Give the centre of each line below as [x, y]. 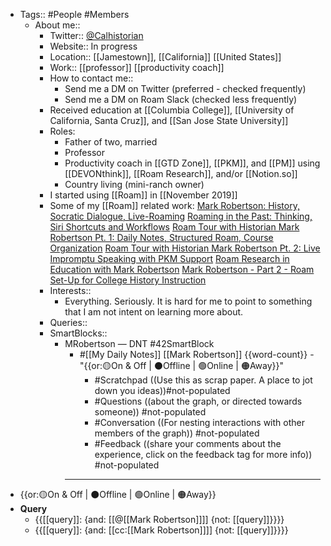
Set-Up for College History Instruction [128, 280]
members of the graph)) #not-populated [177, 433]
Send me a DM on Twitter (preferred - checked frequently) [185, 88]
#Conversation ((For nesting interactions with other [199, 422]
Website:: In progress [93, 46]
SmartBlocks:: [78, 333]
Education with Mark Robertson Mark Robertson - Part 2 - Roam [182, 269]
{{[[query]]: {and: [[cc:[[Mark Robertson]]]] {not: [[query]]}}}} [161, 530]
